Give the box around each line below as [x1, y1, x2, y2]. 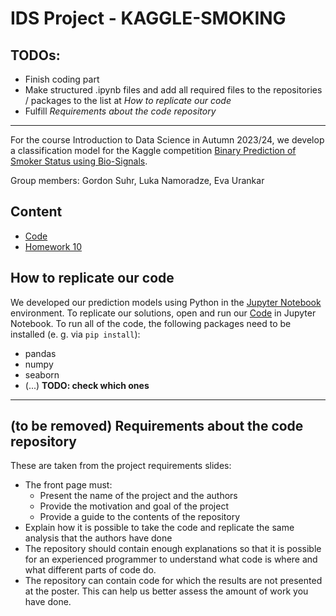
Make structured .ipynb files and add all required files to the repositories [24, 84, 323, 96]
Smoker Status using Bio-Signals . [10, 155, 148, 167]
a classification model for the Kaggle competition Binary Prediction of [10, 145, 297, 156]
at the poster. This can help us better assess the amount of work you [24, 585, 309, 597]
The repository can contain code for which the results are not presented [24, 575, 323, 587]
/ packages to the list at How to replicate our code [24, 95, 232, 106]
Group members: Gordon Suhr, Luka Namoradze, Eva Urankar [10, 175, 265, 186]
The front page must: [24, 479, 113, 491]
